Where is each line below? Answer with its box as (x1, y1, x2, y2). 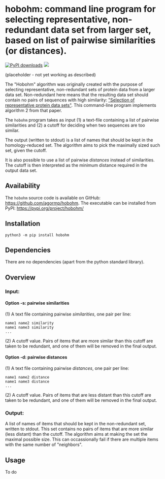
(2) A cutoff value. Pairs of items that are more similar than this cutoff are (5, 338, 153, 344)
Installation (5, 220, 40, 228)
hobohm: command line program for (5, 3, 156, 15)
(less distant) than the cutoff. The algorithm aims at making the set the (5, 431, 148, 437)
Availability (5, 182, 40, 190)
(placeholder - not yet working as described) (5, 71, 96, 77)
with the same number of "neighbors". (5, 442, 83, 447)
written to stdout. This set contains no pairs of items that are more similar (5, 426, 154, 432)
